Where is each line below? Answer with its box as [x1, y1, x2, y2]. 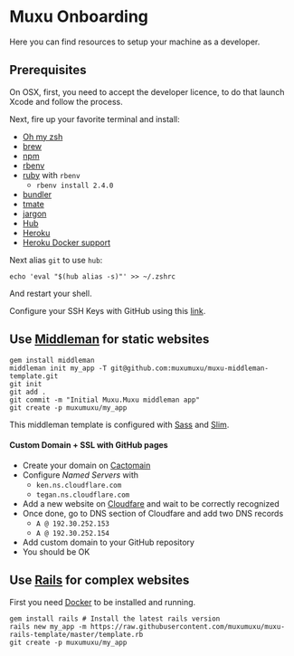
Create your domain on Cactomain [22, 460, 151, 471]
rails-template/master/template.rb [9, 630, 144, 639]
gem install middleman [9, 356, 95, 365]
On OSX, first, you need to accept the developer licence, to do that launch [9, 86, 285, 97]
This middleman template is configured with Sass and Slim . [9, 419, 230, 430]
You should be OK [22, 546, 90, 557]
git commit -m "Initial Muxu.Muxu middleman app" [9, 395, 201, 404]
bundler [22, 188, 52, 200]
